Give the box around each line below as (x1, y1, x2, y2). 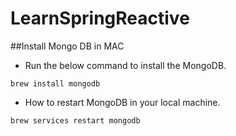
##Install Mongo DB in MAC (10, 40, 125, 52)
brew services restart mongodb (10, 115, 141, 126)
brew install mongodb (10, 78, 101, 89)
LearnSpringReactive (10, 7, 190, 30)
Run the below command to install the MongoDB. (24, 59, 227, 71)
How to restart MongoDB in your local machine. (24, 96, 221, 108)
